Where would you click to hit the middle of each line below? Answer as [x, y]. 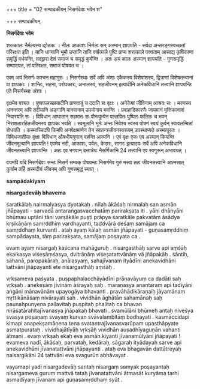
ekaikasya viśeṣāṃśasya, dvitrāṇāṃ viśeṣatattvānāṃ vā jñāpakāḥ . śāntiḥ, [98, 254]
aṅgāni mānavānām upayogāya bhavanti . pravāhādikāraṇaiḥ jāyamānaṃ [96, 291]
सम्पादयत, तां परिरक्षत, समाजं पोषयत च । [45, 65]
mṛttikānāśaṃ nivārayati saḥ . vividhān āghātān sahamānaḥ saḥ [84, 298]
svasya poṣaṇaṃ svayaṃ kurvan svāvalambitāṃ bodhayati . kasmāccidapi [98, 317]
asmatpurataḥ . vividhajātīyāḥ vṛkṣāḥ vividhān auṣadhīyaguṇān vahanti [93, 330]
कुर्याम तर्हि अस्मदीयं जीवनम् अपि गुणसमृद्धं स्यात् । [53, 169]
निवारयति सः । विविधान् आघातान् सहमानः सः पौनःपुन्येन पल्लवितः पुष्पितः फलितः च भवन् [87, 116]
